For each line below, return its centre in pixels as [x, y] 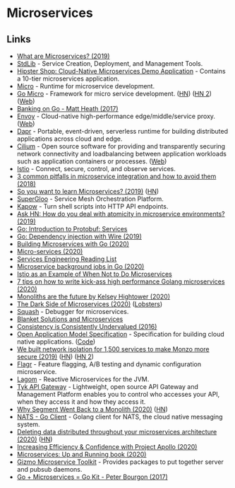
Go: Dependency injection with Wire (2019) [79, 236]
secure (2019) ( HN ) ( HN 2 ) [55, 356]
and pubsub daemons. [49, 469]
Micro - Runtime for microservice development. [86, 86]
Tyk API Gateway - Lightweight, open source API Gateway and [108, 387]
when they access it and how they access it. [81, 402]
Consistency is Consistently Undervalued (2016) [87, 326]
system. [28, 424]
